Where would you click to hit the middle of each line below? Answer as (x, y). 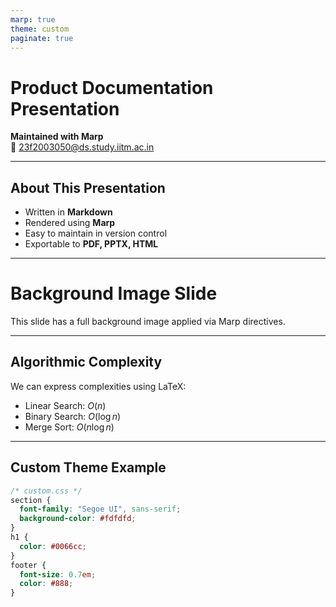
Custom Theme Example (88, 467)
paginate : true (42, 38)
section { (31, 500)
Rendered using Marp (70, 223)
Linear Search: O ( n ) (65, 405)
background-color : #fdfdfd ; (78, 519)
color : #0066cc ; (53, 546)
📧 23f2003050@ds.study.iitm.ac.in (82, 147)
